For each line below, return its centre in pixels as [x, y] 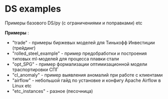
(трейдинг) [24, 48]
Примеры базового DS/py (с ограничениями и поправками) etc [74, 23]
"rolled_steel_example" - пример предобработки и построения [79, 53]
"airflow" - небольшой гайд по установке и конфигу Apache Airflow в [86, 80]
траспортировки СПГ [35, 70]
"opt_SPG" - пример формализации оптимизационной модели [80, 64]
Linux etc [22, 86]
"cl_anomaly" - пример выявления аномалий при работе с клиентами [87, 75]
